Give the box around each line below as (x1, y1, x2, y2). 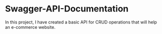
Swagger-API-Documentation (5, 3, 129, 14)
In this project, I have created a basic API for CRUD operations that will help (5, 19, 158, 25)
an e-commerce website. (5, 24, 56, 30)
